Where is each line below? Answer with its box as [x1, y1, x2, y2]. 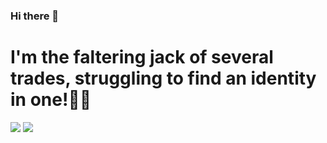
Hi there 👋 [10, 9, 60, 23]
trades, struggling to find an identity [10, 67, 317, 90]
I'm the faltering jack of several [10, 46, 274, 69]
